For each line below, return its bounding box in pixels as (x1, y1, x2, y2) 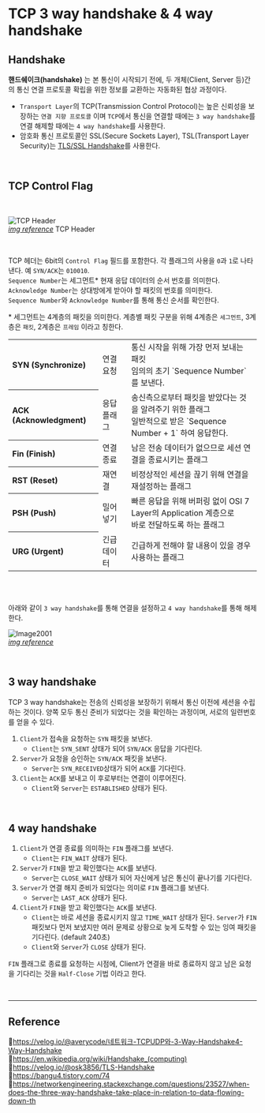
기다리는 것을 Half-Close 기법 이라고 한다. (16, 969, 147, 979)
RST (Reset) (12, 474, 58, 485)
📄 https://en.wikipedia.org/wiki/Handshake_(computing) (8, 1055, 188, 1064)
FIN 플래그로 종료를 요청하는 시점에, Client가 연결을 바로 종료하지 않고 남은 (8, 959, 237, 969)
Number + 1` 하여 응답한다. (131, 427, 229, 438)
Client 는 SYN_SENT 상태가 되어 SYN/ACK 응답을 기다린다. (31, 744, 203, 753)
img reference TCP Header (8, 224, 95, 234)
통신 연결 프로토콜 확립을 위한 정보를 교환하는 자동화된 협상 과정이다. (16, 84, 227, 94)
